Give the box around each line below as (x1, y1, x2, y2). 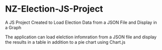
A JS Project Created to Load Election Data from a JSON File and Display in (5, 19, 157, 25)
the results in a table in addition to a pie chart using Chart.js (5, 39, 126, 45)
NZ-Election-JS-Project (5, 3, 103, 15)
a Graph (5, 24, 22, 30)
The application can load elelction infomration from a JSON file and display (5, 34, 157, 40)
